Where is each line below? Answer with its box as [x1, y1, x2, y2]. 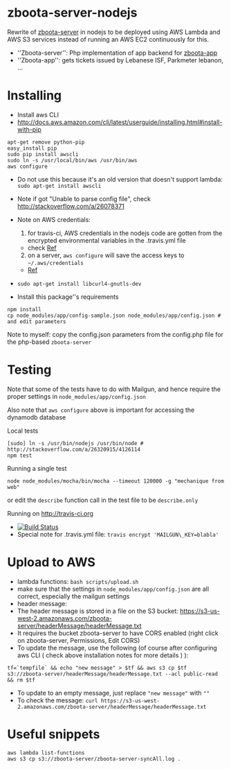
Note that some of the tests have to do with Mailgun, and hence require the [7, 385, 221, 393]
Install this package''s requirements [17, 293, 119, 301]
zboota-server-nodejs [7, 5, 138, 21]
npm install [7, 306, 41, 313]
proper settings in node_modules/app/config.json [7, 392, 147, 400]
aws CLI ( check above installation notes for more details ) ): [17, 650, 189, 659]
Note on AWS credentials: [17, 215, 91, 223]
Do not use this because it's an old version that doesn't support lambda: [17, 175, 223, 183]
